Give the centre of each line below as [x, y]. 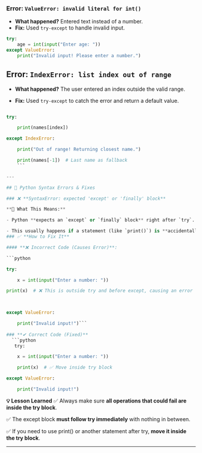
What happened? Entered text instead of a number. [79, 22]
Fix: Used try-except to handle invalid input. [70, 28]
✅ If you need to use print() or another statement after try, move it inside [96, 431]
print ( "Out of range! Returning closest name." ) [79, 149]
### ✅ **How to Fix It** [38, 237]
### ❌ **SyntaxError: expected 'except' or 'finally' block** [86, 199]
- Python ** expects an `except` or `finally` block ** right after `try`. [101, 220]
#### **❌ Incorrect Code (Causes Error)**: [62, 247]
